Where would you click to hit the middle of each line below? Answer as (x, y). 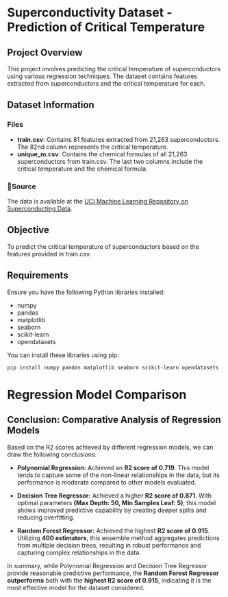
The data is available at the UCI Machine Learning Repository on (98, 201)
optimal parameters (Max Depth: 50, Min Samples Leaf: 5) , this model (116, 502)
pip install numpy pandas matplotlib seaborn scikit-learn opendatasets (113, 367)
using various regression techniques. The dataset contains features (102, 76)
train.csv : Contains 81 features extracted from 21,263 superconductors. (118, 139)
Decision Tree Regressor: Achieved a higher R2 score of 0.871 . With (114, 496)
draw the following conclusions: (52, 454)
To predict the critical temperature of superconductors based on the (103, 246)
